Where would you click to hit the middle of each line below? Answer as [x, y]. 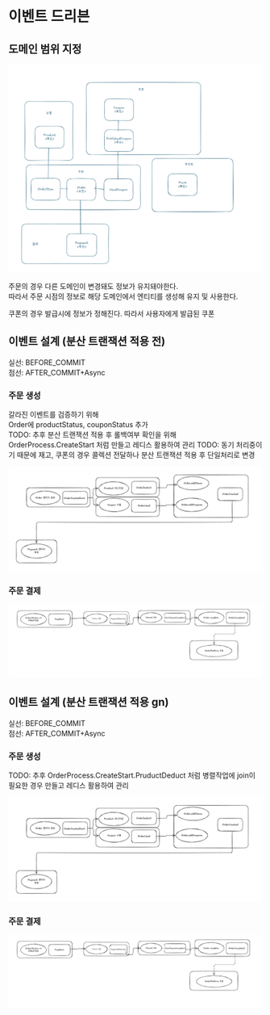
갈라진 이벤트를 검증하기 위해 [54, 415]
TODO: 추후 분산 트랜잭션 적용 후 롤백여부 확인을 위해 [93, 435]
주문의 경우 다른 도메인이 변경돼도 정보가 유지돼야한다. [93, 286]
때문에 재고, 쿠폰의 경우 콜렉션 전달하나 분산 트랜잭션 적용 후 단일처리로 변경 [136, 455]
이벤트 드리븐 [49, 17]
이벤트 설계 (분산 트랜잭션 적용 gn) [89, 702]
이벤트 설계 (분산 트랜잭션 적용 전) [87, 341]
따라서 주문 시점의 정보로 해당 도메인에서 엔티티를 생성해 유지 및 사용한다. [123, 296]
